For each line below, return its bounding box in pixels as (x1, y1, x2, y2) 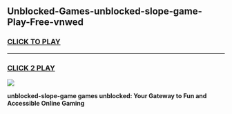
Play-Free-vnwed (7, 17, 84, 28)
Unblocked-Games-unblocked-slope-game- (7, 6, 202, 17)
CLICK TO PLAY (7, 37, 61, 47)
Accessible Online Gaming (7, 99, 85, 107)
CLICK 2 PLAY (7, 63, 55, 73)
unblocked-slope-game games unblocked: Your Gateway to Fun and (7, 91, 207, 99)
